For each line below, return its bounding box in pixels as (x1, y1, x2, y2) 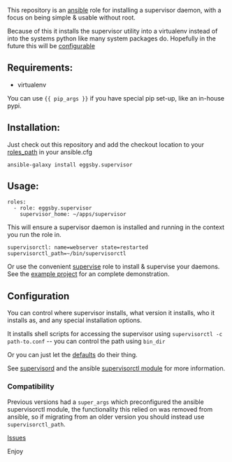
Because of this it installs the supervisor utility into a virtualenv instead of (7, 27, 218, 35)
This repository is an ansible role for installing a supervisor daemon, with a (7, 6, 222, 14)
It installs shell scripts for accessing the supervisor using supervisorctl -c (7, 330, 223, 338)
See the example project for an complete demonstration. (7, 270, 170, 278)
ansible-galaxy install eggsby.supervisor (7, 161, 133, 168)
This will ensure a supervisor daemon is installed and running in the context (7, 223, 225, 231)
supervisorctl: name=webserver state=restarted (7, 244, 149, 251)
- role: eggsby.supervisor (13, 205, 92, 212)
